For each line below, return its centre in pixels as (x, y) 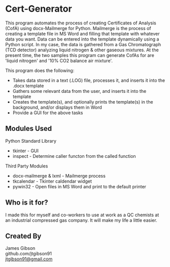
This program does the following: (40, 70)
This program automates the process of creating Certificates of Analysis (81, 23)
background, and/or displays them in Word (57, 107)
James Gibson (20, 248)
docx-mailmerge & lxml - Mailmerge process (59, 176)
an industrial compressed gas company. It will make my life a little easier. (81, 220)
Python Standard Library (31, 141)
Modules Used (29, 129)
